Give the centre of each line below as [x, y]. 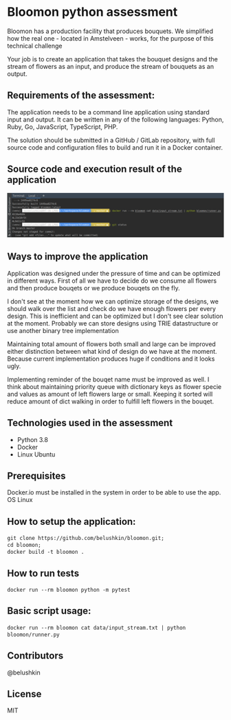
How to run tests [43, 573]
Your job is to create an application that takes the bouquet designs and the [112, 59]
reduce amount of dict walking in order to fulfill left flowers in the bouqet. [111, 401]
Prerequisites [36, 476]
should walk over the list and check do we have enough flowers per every [112, 308]
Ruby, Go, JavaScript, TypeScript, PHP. [63, 127]
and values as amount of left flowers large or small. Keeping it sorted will [110, 394]
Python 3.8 [32, 439]
